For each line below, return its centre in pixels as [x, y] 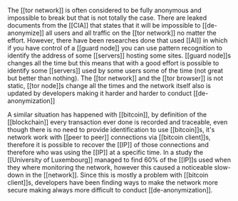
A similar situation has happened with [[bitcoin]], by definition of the [107, 114]
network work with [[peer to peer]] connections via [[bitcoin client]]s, [109, 137]
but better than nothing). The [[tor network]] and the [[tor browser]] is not [115, 78]
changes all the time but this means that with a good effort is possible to [113, 63]
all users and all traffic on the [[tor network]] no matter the [131, 33]
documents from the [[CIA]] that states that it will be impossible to [104, 25]
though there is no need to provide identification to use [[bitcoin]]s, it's [111, 130]
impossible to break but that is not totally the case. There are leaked [107, 18]
